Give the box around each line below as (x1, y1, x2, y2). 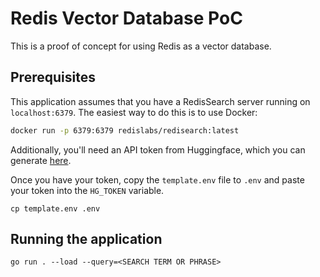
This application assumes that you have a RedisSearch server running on (10, 95, 311, 107)
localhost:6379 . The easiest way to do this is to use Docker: (10, 106, 258, 118)
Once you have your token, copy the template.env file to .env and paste (10, 173, 305, 186)
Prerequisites (10, 69, 96, 86)
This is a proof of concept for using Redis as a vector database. (10, 40, 272, 52)
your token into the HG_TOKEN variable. (10, 184, 165, 196)
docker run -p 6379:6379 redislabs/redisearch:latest (10, 125, 240, 136)
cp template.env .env (10, 203, 101, 214)
